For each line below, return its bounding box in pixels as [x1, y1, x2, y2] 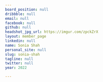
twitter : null [5, 61, 34, 66]
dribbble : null [5, 12, 36, 16]
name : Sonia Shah [5, 43, 40, 48]
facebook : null [5, 20, 36, 26]
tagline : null [5, 56, 34, 61]
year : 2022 [5, 66, 27, 70]
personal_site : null [5, 47, 47, 52]
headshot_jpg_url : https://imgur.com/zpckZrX [5, 29, 98, 34]
